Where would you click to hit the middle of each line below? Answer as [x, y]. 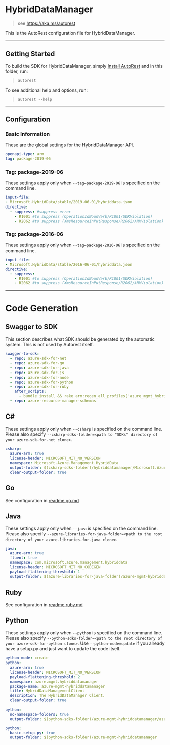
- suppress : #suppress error [40, 212]
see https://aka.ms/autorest [47, 23]
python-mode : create [27, 658]
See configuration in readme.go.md [42, 500]
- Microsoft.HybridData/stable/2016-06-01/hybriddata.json [69, 264]
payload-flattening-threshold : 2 [45, 677]
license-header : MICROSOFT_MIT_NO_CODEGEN [55, 567]
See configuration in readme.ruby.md [44, 605]
